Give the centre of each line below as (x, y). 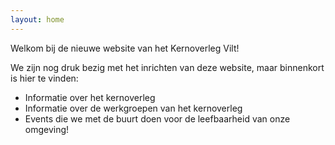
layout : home (37, 19)
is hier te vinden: (44, 78)
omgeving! (47, 129)
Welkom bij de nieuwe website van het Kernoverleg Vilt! (125, 48)
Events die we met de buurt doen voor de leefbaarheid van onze (157, 118)
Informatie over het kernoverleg (90, 97)
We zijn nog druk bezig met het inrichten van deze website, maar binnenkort (167, 67)
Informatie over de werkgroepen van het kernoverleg (133, 108)
